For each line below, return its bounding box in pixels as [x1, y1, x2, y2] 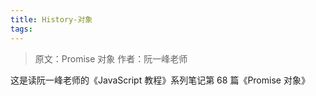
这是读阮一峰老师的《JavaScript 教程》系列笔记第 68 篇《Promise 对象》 [10, 74, 310, 86]
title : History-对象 [10, 14, 93, 25]
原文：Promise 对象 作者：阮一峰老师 [34, 52, 188, 65]
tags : [10, 24, 33, 34]
